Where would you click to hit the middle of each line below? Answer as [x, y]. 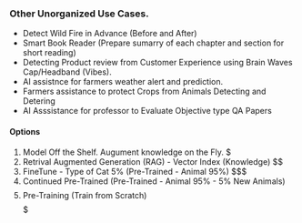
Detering [39, 101]
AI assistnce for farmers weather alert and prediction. [123, 82]
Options [25, 131]
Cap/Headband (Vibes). [67, 72]
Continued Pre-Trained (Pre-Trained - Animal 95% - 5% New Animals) [154, 181]
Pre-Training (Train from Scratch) [85, 195]
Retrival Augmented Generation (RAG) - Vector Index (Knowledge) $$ [153, 161]
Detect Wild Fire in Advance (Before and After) [110, 34]
